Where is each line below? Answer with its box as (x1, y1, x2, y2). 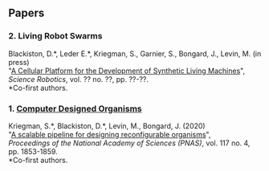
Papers (8, 6, 45, 20)
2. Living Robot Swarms (8, 31, 103, 42)
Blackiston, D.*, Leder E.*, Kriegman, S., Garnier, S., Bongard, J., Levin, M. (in (8, 48, 262, 59)
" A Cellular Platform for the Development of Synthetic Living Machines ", (8, 66, 246, 75)
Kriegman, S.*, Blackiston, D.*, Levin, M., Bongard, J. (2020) (8, 120, 206, 131)
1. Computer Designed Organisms (8, 103, 142, 114)
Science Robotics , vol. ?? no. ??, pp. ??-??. (8, 74, 149, 83)
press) (8, 57, 30, 67)
